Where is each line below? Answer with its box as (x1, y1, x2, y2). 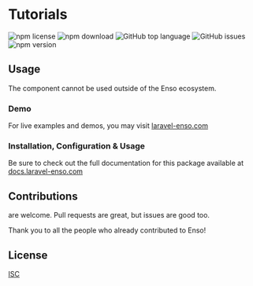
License (8, 248, 48, 262)
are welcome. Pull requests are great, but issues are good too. (8, 211, 210, 220)
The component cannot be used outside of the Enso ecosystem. (8, 83, 217, 93)
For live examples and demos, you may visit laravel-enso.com (8, 121, 209, 130)
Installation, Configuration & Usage (8, 140, 146, 151)
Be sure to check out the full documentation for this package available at (8, 159, 244, 168)
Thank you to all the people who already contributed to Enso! (8, 225, 206, 235)
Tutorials (8, 5, 68, 24)
